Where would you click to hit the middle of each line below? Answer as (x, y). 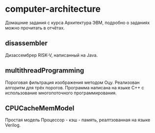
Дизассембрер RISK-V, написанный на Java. (52, 55)
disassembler (26, 43)
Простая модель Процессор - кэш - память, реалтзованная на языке (78, 120)
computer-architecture (53, 9)
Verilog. (13, 125)
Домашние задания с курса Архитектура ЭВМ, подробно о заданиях (77, 23)
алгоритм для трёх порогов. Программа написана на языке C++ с (75, 87)
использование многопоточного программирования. (61, 93)
